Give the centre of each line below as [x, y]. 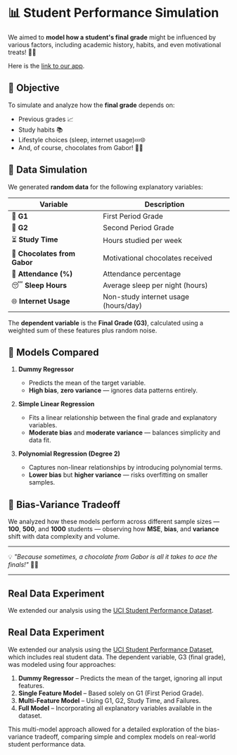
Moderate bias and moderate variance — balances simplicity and [124, 432]
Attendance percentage [142, 273]
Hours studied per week [142, 241]
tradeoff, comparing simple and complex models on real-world [125, 737]
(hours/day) [122, 305]
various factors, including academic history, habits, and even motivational [115, 44]
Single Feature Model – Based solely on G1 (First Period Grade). [111, 693]
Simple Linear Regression [56, 404]
